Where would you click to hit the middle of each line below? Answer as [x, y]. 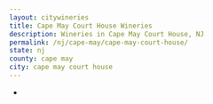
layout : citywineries [49, 17]
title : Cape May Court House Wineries [81, 26]
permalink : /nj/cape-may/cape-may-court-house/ [99, 42]
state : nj [28, 51]
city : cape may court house [61, 68]
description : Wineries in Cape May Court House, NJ [106, 34]
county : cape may [41, 59]
